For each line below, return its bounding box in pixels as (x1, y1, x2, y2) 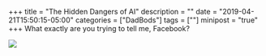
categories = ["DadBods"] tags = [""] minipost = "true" (75, 15, 258, 25)
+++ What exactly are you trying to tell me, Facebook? (8, 24, 191, 33)
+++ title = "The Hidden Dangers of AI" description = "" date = (8, 7, 217, 16)
